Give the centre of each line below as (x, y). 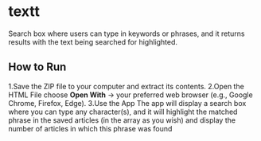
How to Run (37, 67)
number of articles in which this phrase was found (90, 128)
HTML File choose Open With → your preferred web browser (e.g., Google (130, 95)
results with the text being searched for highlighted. (93, 41)
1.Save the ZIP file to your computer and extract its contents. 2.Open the (126, 86)
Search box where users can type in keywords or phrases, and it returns (127, 33)
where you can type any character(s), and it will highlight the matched (123, 112)
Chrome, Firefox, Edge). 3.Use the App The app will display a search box (127, 103)
